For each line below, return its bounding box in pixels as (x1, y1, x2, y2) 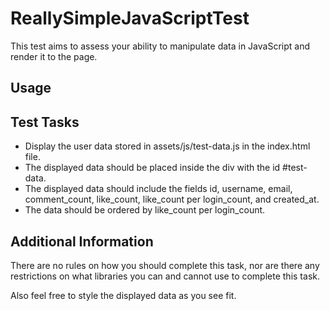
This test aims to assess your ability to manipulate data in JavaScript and (10, 40, 310, 52)
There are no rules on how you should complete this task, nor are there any (10, 259, 320, 271)
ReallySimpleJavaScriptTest (10, 7, 250, 30)
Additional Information (10, 233, 154, 250)
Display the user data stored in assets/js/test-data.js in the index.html (24, 140, 311, 152)
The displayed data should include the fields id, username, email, (24, 183, 293, 195)
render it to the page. (10, 50, 98, 62)
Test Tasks (10, 113, 80, 131)
